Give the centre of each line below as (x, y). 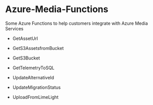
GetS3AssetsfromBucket (38, 48)
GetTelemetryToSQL (33, 68)
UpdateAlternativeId (33, 77)
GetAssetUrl (25, 38)
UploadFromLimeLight (35, 97)
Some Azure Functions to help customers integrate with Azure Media (77, 23)
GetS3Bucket (26, 58)
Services (14, 28)
